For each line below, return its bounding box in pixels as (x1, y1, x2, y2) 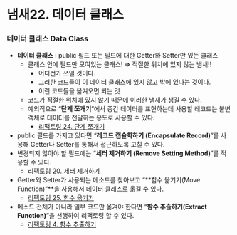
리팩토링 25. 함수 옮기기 (27, 194, 94, 202)
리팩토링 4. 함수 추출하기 (27, 220, 97, 229)
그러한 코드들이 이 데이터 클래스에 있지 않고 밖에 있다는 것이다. (38, 78, 211, 86)
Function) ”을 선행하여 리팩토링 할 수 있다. (16, 211, 135, 220)
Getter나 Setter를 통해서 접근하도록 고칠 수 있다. (30, 140, 165, 149)
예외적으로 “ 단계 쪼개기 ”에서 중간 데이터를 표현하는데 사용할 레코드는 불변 (27, 105, 231, 113)
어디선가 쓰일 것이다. (38, 69, 96, 78)
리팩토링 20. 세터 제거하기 (27, 167, 100, 175)
